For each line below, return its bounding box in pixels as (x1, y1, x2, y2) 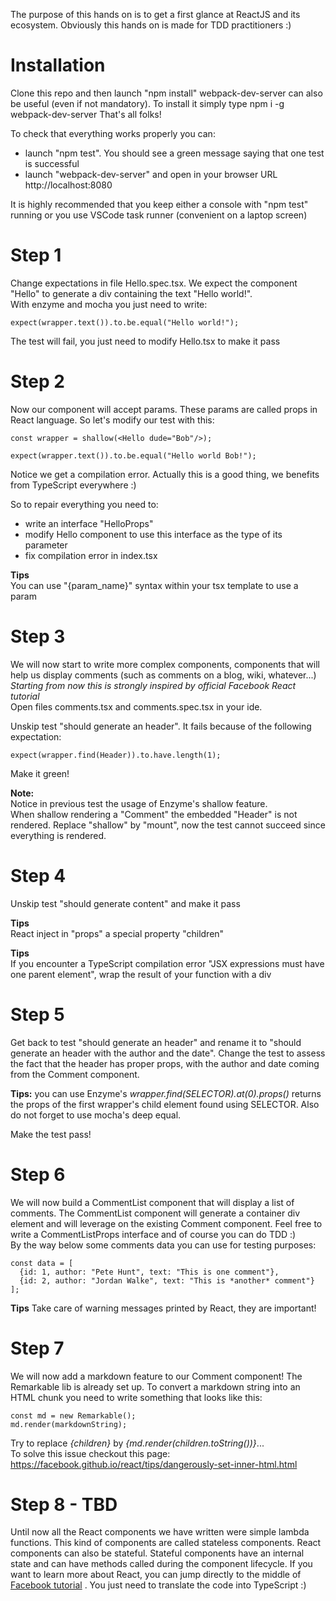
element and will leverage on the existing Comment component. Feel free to (10, 1217, 323, 1229)
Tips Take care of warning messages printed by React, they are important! (10, 1302, 317, 1314)
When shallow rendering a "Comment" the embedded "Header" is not (10, 808, 298, 820)
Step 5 (10, 1003, 65, 1026)
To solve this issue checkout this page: (10, 1447, 171, 1459)
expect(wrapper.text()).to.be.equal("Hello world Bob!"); (10, 450, 257, 461)
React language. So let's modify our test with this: (10, 414, 215, 426)
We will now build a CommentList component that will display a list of (10, 1196, 295, 1208)
